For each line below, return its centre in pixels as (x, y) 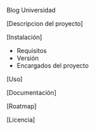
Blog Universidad (31, 10)
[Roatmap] (22, 106)
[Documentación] (32, 93)
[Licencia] (21, 120)
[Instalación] (24, 37)
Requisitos (32, 51)
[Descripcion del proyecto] (45, 23)
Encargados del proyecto (53, 65)
